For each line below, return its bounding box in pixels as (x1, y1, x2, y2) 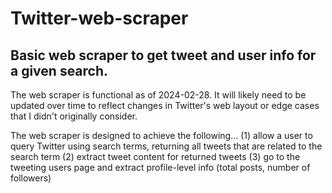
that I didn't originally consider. (10, 110, 138, 122)
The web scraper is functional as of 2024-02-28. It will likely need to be (10, 89, 307, 101)
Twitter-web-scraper (10, 7, 189, 30)
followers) (10, 172, 52, 184)
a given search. (10, 62, 109, 79)
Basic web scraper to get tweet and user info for (10, 47, 317, 64)
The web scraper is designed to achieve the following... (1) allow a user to (10, 130, 313, 141)
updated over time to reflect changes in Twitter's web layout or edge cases (10, 100, 320, 111)
